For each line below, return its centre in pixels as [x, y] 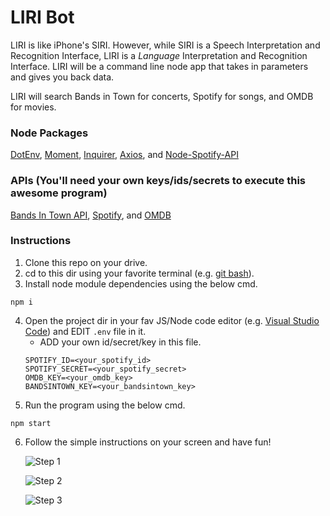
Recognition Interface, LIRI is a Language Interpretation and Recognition [159, 55]
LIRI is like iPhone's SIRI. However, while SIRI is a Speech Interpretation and [165, 45]
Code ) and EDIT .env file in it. [85, 331]
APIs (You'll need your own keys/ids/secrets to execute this [158, 181]
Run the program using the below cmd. [105, 405]
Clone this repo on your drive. [86, 262]
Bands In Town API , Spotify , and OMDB [91, 215]
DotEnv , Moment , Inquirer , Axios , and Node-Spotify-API [124, 155]
